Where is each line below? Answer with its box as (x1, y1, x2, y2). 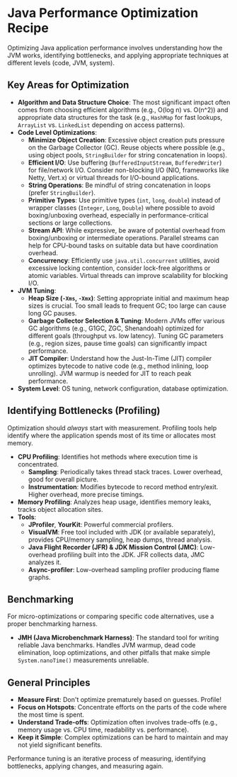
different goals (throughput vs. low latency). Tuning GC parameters (28, 331, 224, 340)
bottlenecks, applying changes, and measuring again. (7, 762, 164, 771)
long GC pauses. (28, 308, 77, 317)
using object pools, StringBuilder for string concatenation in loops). (28, 150, 228, 159)
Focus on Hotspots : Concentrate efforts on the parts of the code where (17, 703, 227, 712)
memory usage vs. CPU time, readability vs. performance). (17, 725, 190, 734)
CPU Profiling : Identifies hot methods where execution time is (17, 452, 198, 461)
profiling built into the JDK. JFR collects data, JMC (57, 550, 205, 559)
